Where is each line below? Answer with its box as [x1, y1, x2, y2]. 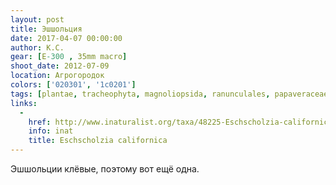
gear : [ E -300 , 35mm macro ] [10, 52, 128, 62]
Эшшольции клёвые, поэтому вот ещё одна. [10, 163, 200, 175]
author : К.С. [10, 42, 65, 53]
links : [10, 98, 38, 108]
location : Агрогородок [10, 71, 105, 81]
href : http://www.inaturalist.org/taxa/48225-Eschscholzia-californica [28, 117, 333, 127]
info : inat [28, 126, 74, 136]
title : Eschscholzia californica [28, 136, 168, 146]
